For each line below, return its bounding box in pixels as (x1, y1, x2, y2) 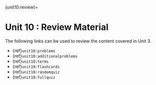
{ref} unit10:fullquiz (12, 74, 55, 80)
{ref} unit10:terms (12, 58, 49, 64)
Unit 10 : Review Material (5, 22, 109, 33)
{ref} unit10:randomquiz (12, 69, 60, 75)
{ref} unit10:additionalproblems (12, 53, 78, 59)
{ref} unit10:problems (12, 47, 55, 54)
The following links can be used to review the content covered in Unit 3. (5, 38, 152, 44)
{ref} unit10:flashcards (12, 63, 60, 69)
